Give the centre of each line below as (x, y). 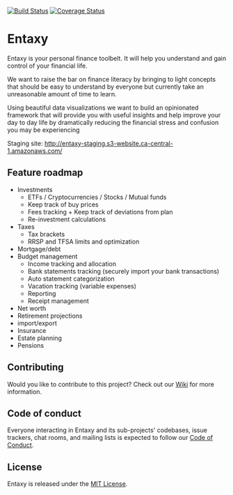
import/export (37, 323)
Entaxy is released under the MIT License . (67, 484)
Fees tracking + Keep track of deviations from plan (100, 212)
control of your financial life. (48, 66)
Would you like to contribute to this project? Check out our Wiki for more (111, 384)
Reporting (42, 293)
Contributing (35, 368)
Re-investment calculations (67, 219)
